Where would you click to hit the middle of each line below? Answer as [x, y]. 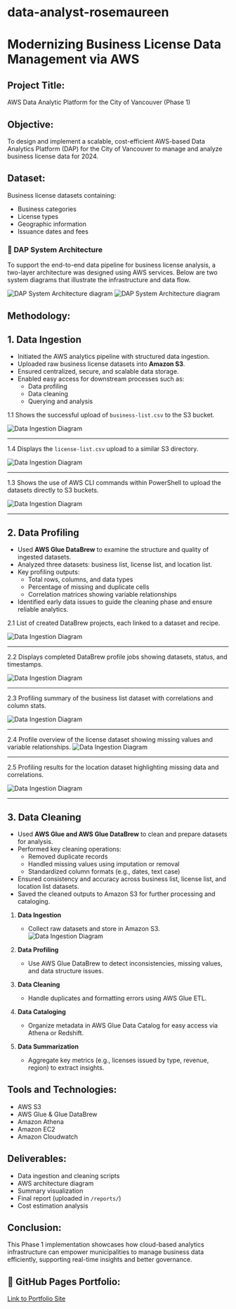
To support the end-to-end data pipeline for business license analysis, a [112, 265]
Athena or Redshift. [56, 1032]
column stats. [27, 706]
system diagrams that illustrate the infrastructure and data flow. [99, 280]
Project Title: [36, 85]
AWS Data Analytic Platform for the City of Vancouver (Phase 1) [99, 102]
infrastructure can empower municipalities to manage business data [106, 1252]
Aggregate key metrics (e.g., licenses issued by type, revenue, [118, 1060]
